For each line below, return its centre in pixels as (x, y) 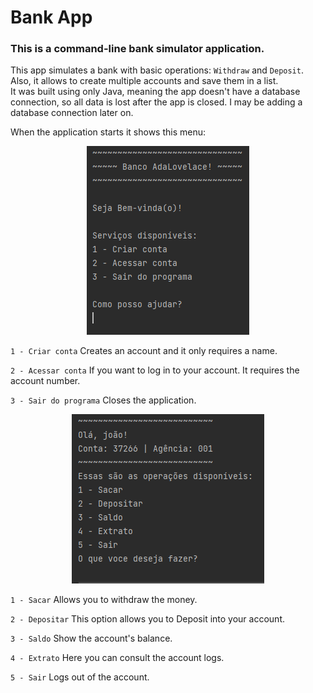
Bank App (51, 17)
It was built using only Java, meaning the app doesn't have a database (155, 92)
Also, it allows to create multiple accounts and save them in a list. (144, 81)
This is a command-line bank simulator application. (137, 49)
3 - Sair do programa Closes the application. (103, 400)
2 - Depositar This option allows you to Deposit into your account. (147, 619)
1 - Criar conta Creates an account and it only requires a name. (144, 351)
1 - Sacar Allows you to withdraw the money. (104, 600)
